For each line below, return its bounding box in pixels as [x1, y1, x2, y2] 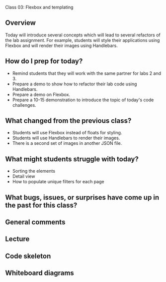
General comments [5, 218, 66, 227]
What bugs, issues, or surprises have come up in [5, 193, 160, 202]
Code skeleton [5, 252, 51, 260]
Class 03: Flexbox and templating [5, 4, 74, 10]
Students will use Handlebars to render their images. [12, 135, 120, 141]
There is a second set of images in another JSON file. [12, 140, 122, 146]
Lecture [5, 235, 30, 244]
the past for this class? [5, 201, 78, 209]
